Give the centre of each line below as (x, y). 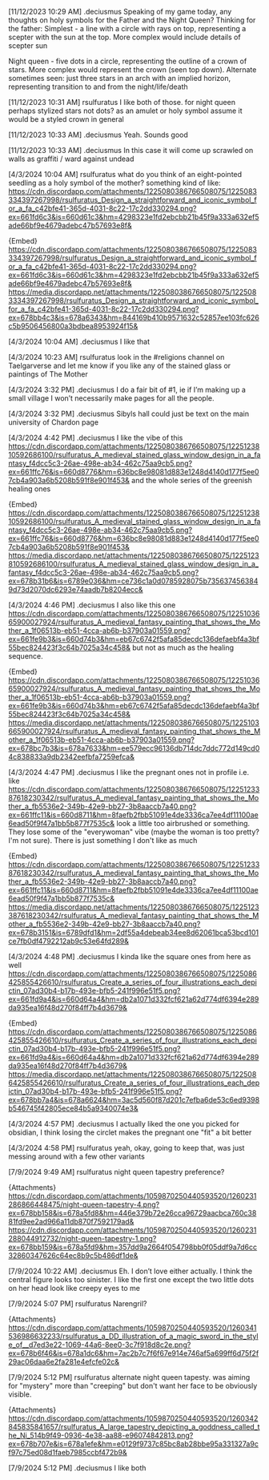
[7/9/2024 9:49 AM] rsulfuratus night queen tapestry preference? (116, 1172)
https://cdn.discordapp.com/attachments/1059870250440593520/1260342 (133, 1418)
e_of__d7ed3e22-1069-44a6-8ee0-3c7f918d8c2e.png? (100, 1345)
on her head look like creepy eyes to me (74, 1288)
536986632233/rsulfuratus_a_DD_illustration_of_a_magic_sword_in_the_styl (133, 1336)
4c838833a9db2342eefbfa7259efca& (71, 757)
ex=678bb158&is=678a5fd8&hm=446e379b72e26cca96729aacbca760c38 (132, 1213)
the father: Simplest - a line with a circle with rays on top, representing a (127, 28)
